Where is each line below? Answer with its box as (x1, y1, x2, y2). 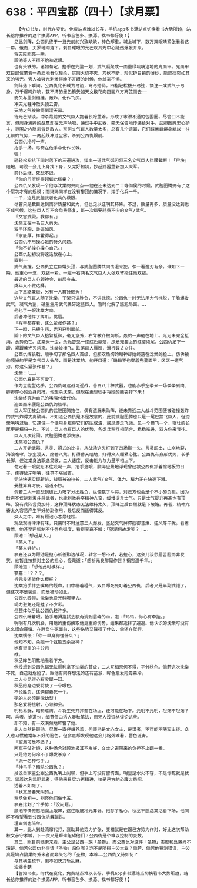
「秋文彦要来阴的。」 (14, 789, 56, 795)
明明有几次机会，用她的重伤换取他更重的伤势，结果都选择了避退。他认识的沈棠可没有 (14, 620, 189, 626)
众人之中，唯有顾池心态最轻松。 (14, 514, 80, 520)
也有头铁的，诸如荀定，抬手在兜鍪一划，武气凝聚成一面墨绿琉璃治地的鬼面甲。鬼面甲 (14, 64, 189, 69)
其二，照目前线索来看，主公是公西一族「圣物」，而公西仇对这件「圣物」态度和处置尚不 (14, 839, 192, 845)
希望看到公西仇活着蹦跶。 (14, 814, 68, 820)
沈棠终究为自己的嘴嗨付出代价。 (14, 395, 80, 401)
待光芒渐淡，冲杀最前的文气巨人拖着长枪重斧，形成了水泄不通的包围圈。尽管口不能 (14, 114, 185, 119)
